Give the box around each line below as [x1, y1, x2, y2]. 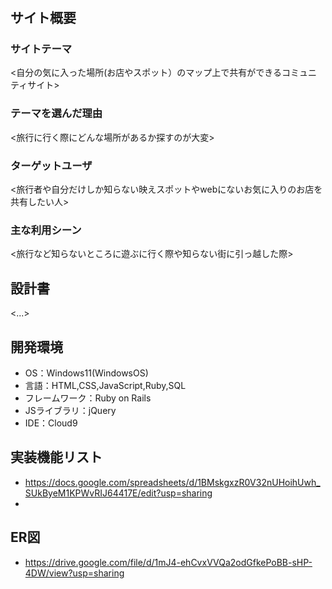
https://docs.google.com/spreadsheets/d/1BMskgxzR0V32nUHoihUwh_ [24, 476, 321, 488]
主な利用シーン [10, 223, 82, 237]
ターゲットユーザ [10, 158, 93, 172]
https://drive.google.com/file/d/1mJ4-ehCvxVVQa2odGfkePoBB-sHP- [24, 556, 313, 568]
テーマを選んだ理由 [10, 107, 103, 121]
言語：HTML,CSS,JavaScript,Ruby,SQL [24, 380, 187, 391]
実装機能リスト [10, 449, 103, 466]
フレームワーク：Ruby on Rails [24, 392, 152, 404]
